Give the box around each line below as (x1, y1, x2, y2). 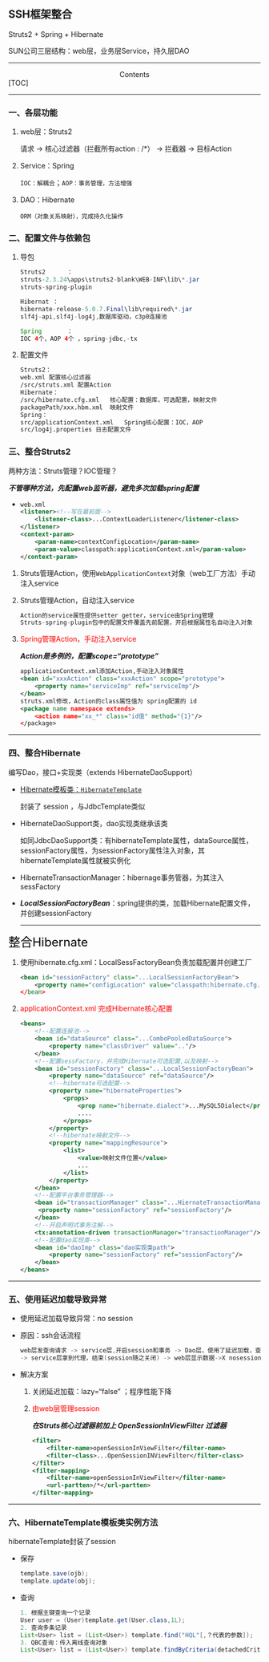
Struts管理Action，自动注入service (19, 595, 134, 605)
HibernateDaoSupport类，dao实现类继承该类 (19, 818, 168, 828)
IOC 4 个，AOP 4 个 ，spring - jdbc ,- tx (19, 334, 138, 343)
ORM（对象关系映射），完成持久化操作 (19, 213, 124, 221)
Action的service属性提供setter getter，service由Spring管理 (19, 611, 215, 619)
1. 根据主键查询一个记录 (19, 1609, 91, 1617)
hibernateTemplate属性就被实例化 (19, 855, 131, 865)
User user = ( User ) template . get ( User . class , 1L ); (19, 1615, 186, 1624)
